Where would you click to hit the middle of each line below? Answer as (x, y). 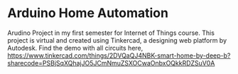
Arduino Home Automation (88, 13)
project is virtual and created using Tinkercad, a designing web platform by (117, 40)
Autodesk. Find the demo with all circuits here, (75, 48)
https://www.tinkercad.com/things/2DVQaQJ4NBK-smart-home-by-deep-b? (119, 55)
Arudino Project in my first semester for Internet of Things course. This (111, 33)
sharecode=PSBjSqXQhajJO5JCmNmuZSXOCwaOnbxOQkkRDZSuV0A (111, 63)
